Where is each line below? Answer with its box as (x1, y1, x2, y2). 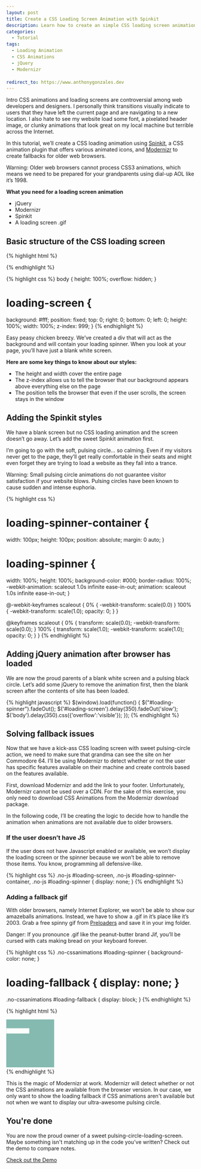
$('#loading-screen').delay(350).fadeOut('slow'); (57, 705, 178, 712)
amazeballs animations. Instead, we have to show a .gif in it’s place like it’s (6, 913, 189, 920)
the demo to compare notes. (6, 1144, 77, 1152)
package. (6, 801, 29, 808)
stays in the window (14, 396, 65, 402)
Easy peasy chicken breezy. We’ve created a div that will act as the (6, 334, 172, 341)
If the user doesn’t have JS (6, 834, 86, 842)
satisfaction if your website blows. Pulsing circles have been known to (6, 477, 179, 484)
